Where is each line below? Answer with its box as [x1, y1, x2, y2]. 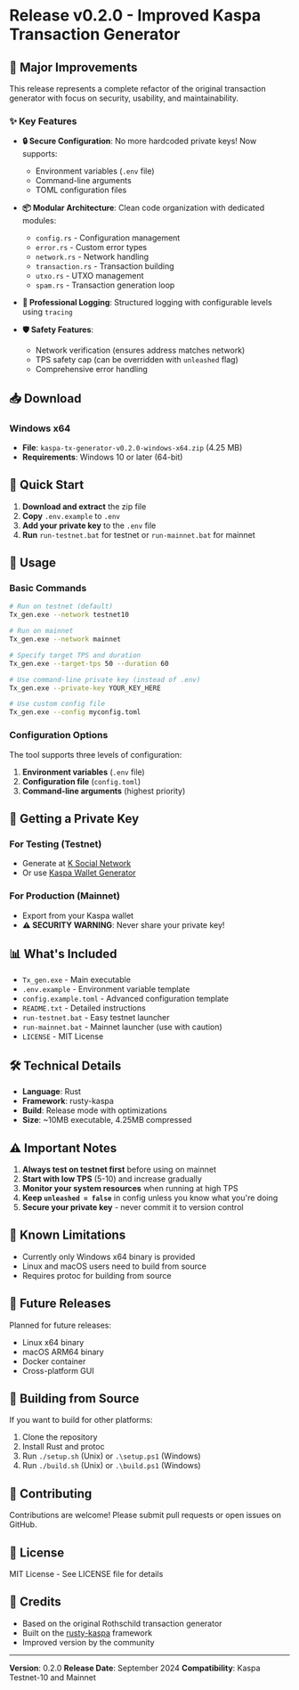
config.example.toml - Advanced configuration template [21, 994, 230, 1004]
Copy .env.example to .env [21, 510, 120, 521]
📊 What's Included [9, 946, 117, 962]
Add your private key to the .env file [21, 520, 157, 531]
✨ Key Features [9, 115, 77, 127]
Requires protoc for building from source [21, 1270, 172, 1280]
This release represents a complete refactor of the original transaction [9, 84, 267, 93]
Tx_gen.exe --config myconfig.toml [9, 708, 141, 717]
